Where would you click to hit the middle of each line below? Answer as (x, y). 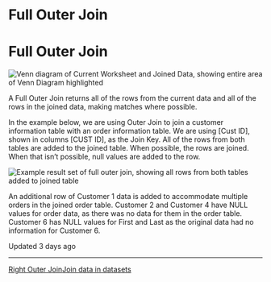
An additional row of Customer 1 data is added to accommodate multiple (128, 197)
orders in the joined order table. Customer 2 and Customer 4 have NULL (128, 205)
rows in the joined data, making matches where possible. (103, 107)
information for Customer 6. (54, 230)
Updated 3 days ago (42, 247)
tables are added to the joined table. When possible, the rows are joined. (129, 148)
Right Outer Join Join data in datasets (70, 270)
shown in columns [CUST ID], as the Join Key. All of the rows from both (127, 139)
